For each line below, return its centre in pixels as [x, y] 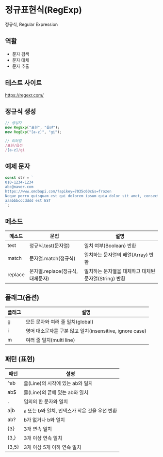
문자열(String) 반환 [105, 279]
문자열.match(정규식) [53, 259]
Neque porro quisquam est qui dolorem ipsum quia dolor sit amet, [73, 196]
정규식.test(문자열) [50, 246]
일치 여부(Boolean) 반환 [110, 246]
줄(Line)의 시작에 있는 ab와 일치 [58, 383]
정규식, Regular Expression [32, 24]
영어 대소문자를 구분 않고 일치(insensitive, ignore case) [86, 331]
